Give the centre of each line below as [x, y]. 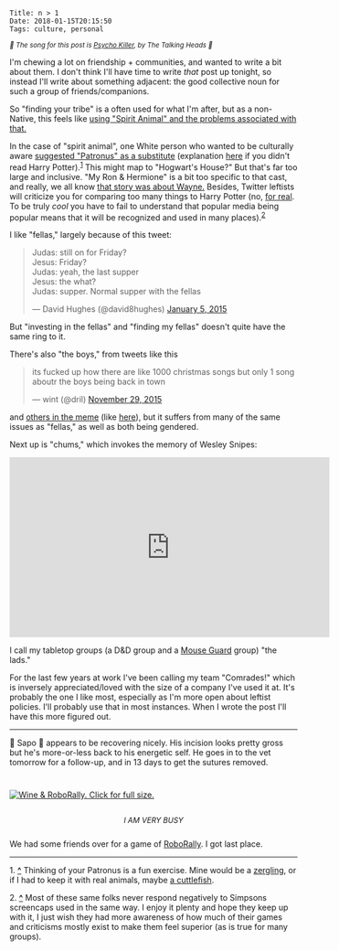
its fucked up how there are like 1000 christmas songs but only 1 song [163, 372]
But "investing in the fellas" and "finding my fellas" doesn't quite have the [148, 327]
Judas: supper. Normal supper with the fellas [116, 292]
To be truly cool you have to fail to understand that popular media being [144, 206]
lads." [20, 660]
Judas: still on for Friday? [79, 252]
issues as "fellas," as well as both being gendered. [104, 427]
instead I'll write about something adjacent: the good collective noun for [145, 81]
